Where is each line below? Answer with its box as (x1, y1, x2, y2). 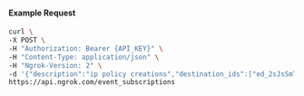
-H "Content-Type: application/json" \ (8, 53, 160, 62)
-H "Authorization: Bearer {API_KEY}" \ (8, 43, 164, 53)
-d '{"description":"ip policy (8, 69, 127, 79)
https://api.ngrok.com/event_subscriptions (8, 78, 176, 87)
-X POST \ (8, 36, 46, 45)
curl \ (8, 27, 34, 36)
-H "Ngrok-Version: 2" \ (8, 61, 103, 70)
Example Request (8, 7, 76, 18)
